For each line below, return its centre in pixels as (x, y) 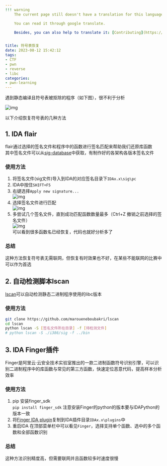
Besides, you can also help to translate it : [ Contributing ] (79, 32)
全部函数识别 (34, 432)
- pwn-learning (21, 83)
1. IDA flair (21, 134)
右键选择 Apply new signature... (46, 191)
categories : (17, 78)
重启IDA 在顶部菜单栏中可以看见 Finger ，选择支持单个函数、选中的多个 (84, 426)
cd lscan (14, 324)
